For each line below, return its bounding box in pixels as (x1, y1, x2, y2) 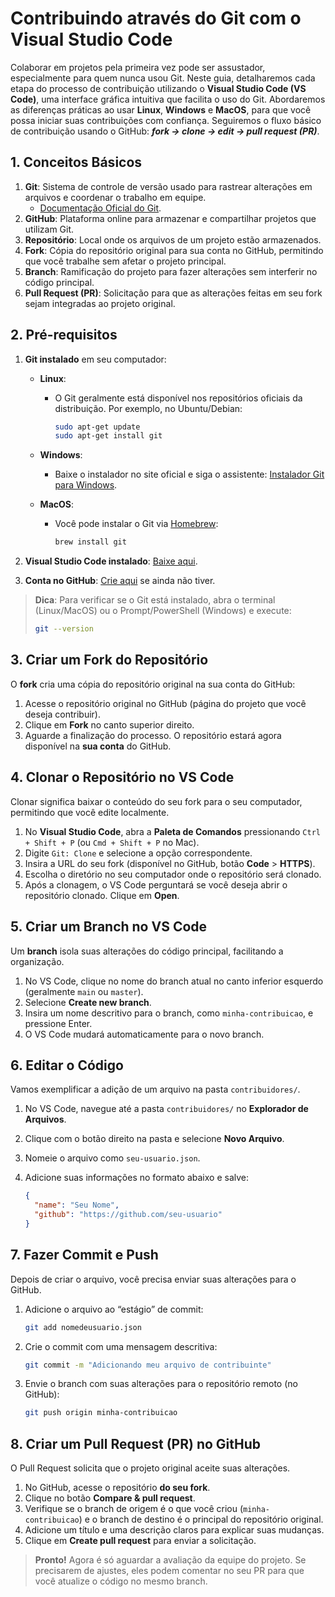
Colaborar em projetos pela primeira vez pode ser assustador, (10, 61, 266, 73)
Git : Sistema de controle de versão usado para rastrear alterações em (24, 180, 313, 192)
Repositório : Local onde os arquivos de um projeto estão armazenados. (24, 233, 322, 246)
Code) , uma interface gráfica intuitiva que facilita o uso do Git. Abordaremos (10, 93, 326, 105)
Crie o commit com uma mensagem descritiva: (24, 1340, 218, 1352)
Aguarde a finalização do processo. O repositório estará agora (24, 729, 282, 741)
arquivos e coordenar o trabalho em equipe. (24, 191, 207, 203)
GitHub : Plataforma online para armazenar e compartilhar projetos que (24, 212, 317, 224)
